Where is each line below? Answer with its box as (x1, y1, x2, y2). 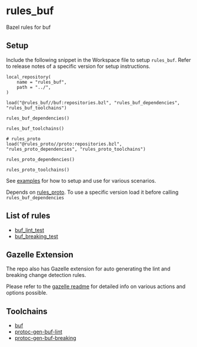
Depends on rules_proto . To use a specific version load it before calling (6, 189, 179, 196)
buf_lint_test (14, 226, 45, 233)
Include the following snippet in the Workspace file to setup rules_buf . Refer (6, 56, 191, 63)
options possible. (6, 289, 48, 296)
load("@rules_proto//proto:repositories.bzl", (6, 141, 122, 147)
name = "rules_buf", (16, 79, 67, 85)
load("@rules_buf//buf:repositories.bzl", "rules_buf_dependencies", (6, 100, 181, 105)
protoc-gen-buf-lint (14, 328, 63, 335)
